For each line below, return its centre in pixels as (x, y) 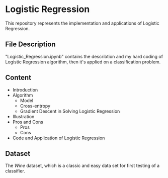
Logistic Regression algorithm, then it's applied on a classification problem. (83, 62)
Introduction (25, 90)
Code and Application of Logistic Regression (59, 138)
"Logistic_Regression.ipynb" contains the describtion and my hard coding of (84, 56)
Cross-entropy (35, 106)
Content (18, 78)
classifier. (15, 171)
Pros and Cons (28, 122)
